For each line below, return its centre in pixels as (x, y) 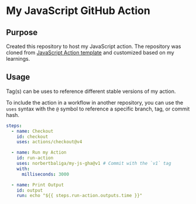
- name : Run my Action (39, 153)
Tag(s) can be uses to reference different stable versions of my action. (91, 91)
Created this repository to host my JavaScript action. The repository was (94, 46)
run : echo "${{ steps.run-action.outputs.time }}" (80, 196)
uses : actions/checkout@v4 (49, 142)
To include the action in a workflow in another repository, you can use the (94, 102)
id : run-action (35, 158)
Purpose (22, 32)
